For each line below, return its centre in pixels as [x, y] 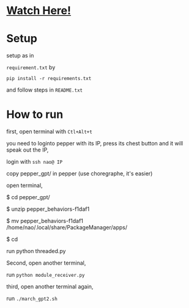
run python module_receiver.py [46, 275]
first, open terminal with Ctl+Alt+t [50, 131]
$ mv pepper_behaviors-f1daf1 [45, 221]
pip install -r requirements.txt [49, 79]
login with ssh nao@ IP [35, 162]
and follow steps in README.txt [45, 90]
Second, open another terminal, [46, 263]
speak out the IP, [28, 150]
